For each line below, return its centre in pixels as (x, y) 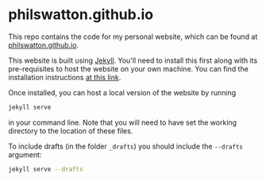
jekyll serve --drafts (46, 169)
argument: (25, 154)
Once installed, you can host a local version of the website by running (122, 92)
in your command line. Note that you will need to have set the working (122, 122)
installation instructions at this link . (65, 77)
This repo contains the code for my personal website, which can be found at (133, 37)
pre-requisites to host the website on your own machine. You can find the (128, 68)
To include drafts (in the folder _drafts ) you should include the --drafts (126, 146)
